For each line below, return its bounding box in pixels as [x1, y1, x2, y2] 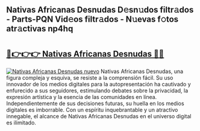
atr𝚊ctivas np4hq [6, 24, 73, 34]
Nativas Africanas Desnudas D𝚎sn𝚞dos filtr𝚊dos [6, 5, 194, 15]
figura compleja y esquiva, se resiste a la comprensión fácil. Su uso [6, 74, 173, 81]
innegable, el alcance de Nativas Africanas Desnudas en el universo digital [6, 113, 192, 120]
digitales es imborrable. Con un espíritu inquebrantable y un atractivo [6, 106, 178, 113]
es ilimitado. [6, 119, 36, 126]
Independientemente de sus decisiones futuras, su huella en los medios [6, 100, 185, 107]
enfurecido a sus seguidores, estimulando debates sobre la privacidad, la [6, 87, 189, 94]
